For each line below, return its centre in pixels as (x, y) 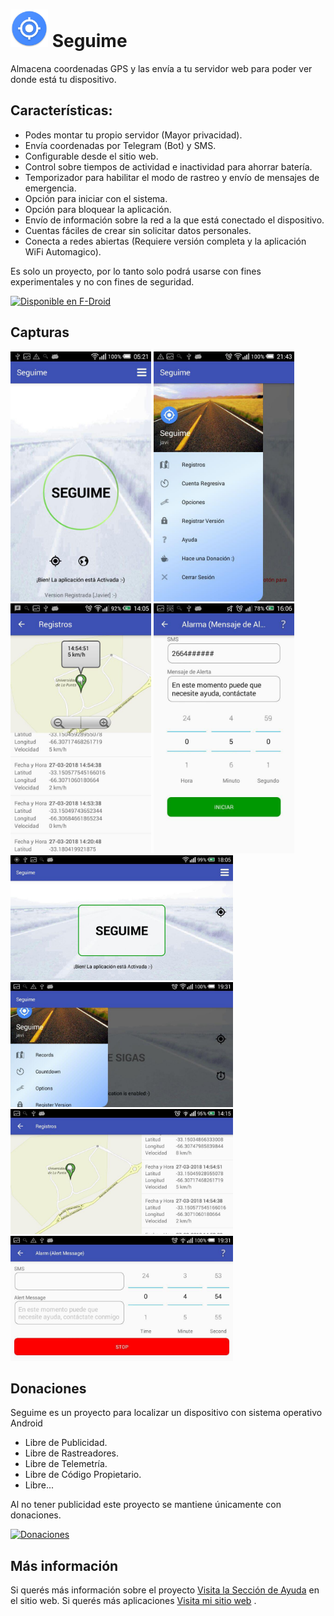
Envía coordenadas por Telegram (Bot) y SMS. (120, 145)
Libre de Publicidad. (66, 1443)
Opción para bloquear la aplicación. (98, 209)
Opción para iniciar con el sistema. (96, 198)
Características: (61, 110)
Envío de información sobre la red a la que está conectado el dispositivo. (174, 220)
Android (26, 1423)
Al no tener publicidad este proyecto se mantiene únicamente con (146, 1505)
